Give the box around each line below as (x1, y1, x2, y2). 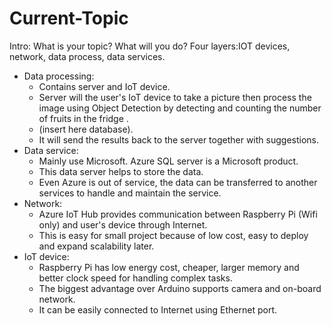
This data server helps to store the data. (38, 165, 204, 177)
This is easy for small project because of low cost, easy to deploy (38, 229, 309, 241)
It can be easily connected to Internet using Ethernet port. (38, 303, 278, 316)
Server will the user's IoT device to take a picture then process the (38, 91, 312, 103)
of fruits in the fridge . (38, 112, 129, 124)
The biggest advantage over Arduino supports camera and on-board (38, 282, 322, 294)
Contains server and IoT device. (38, 80, 171, 92)
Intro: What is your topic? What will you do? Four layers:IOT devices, (9, 40, 291, 52)
